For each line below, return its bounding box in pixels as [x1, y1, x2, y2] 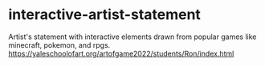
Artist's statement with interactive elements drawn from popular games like [8, 32, 257, 41]
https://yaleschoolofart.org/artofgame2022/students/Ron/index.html [8, 49, 234, 58]
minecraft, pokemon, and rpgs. [8, 40, 111, 49]
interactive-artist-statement [8, 6, 201, 24]
